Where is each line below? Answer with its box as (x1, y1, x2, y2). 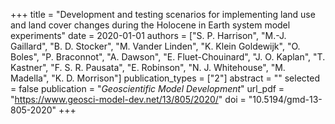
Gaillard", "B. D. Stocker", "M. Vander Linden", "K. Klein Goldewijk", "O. (10, 40, 301, 52)
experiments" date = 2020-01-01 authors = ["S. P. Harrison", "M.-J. (10, 30, 287, 41)
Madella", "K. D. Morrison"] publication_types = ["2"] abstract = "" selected (10, 72, 320, 84)
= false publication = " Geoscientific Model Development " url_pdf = (10, 83, 285, 94)
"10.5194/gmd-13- (248, 94, 323, 105)
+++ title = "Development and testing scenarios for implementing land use (10, 9, 316, 20)
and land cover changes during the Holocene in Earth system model (10, 19, 291, 31)
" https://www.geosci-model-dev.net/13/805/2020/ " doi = (10, 94, 247, 105)
